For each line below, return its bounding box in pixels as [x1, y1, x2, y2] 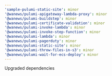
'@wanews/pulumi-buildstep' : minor [4, 16, 77, 21]
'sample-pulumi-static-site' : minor [4, 7, 79, 12]
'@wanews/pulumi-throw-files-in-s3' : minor [4, 47, 94, 52]
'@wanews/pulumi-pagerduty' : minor [4, 39, 77, 44]
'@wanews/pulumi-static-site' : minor [4, 43, 81, 48]
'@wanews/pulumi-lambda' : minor [4, 34, 70, 39]
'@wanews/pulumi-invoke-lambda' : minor [4, 25, 86, 30]
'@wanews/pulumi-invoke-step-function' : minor [4, 30, 101, 34]
